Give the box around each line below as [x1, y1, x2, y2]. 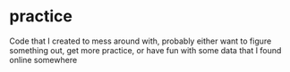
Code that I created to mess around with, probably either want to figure [9, 36, 272, 46]
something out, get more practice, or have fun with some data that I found [9, 44, 282, 55]
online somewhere [9, 54, 78, 65]
